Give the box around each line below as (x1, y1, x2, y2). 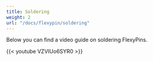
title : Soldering (6, 8, 50, 15)
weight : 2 (6, 14, 31, 20)
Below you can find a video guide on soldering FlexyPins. (6, 36, 148, 44)
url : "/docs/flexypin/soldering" (6, 20, 90, 26)
